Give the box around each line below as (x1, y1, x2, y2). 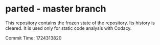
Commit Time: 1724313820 (5, 35, 62, 41)
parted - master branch (5, 3, 106, 15)
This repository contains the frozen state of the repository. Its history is (5, 20, 155, 26)
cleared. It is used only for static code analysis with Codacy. (5, 25, 132, 31)
